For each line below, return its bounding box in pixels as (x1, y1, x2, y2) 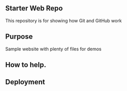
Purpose (5, 33, 33, 41)
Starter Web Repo (5, 4, 63, 13)
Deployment (5, 78, 45, 86)
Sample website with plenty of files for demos (5, 46, 102, 52)
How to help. (5, 60, 46, 69)
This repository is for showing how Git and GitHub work (5, 17, 122, 23)
